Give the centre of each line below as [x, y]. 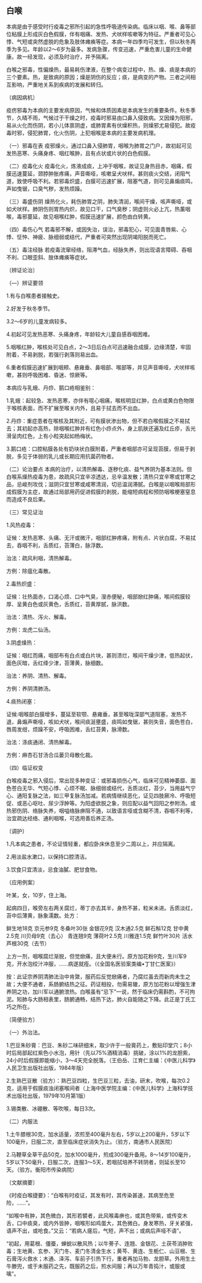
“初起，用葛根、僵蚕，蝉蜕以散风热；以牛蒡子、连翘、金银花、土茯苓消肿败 [100, 1243]
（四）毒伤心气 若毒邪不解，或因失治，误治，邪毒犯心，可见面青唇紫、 [94, 229]
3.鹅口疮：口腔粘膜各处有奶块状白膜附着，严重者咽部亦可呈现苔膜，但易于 [98, 449]
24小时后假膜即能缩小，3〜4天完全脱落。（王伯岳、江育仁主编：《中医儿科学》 [101, 1060]
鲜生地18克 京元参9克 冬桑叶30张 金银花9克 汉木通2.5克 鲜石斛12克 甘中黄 [98, 928]
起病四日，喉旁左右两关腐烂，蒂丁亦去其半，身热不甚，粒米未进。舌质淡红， [101, 908]
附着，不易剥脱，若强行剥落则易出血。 [54, 354]
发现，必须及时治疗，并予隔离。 [72, 57]
